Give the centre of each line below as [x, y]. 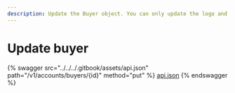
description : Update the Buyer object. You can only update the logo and [117, 14]
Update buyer [48, 48]
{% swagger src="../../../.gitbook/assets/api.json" [78, 68]
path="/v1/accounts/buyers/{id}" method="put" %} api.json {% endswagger [117, 75]
